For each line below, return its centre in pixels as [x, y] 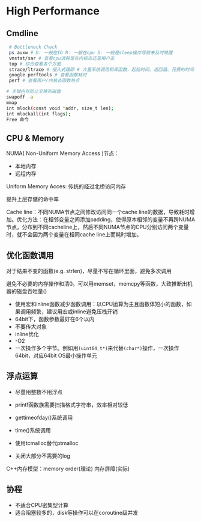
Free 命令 [17, 119]
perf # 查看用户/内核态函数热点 [44, 81]
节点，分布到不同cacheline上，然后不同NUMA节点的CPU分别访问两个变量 [97, 227]
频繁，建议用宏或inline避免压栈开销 [74, 312]
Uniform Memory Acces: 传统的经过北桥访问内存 [66, 186]
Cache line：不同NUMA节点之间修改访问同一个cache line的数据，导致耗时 [98, 212]
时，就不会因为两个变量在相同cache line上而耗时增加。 [74, 235]
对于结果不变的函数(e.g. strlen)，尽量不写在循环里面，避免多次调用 [89, 271]
